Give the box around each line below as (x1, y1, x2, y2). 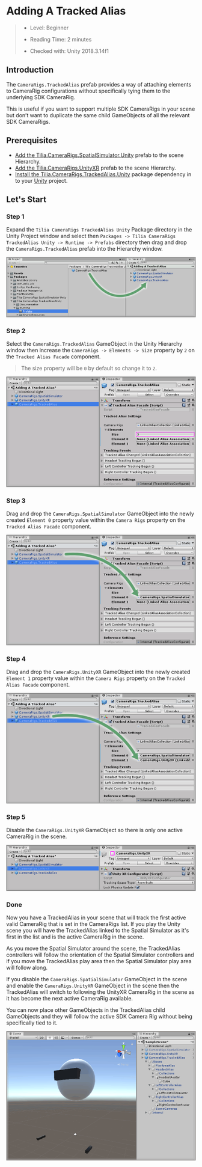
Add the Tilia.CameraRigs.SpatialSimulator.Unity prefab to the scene (14, 152, 184, 159)
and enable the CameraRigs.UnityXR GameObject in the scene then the (6, 982, 179, 990)
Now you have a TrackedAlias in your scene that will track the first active (6, 914, 186, 921)
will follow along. (6, 964, 48, 972)
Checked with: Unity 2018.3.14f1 (29, 47, 109, 55)
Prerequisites (6, 135, 58, 145)
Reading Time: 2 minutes (29, 35, 92, 43)
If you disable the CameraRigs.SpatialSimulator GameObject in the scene (6, 976, 188, 983)
